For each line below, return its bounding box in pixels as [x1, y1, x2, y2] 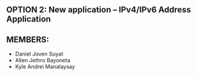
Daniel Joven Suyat [15, 50, 63, 57]
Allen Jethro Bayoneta [15, 57, 71, 64]
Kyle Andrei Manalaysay [15, 63, 76, 71]
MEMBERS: [6, 34, 50, 44]
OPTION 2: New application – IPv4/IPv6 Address [6, 5, 192, 15]
